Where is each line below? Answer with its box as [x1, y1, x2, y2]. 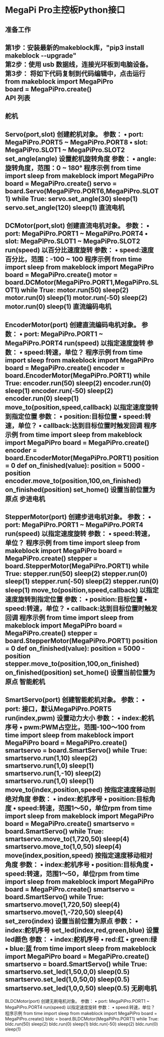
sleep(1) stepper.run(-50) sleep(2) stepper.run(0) [5, 577, 159, 585]
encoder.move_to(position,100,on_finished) [5, 477, 142, 485]
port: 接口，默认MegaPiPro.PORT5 [5, 705, 112, 713]
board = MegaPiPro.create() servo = [5, 179, 117, 188]
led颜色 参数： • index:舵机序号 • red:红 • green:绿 [5, 935, 157, 944]
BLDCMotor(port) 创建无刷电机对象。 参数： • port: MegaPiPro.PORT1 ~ [5, 998, 150, 1004]
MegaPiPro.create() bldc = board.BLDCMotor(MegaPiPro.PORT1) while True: [5, 1016, 159, 1021]
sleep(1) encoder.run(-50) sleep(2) [5, 386, 114, 395]
